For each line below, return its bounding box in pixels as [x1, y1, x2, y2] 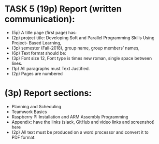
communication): [4, 14, 75, 25]
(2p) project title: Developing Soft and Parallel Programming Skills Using [11, 35, 155, 41]
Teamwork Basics [11, 109, 47, 115]
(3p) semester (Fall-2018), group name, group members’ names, [11, 45, 140, 51]
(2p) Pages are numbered [11, 71, 63, 76]
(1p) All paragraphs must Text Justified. [11, 65, 90, 71]
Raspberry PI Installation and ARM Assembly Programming [11, 114, 129, 119]
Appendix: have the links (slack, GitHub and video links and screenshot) [11, 119, 155, 125]
